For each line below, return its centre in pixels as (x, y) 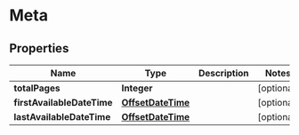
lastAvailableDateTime (62, 117)
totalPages (37, 88)
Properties (39, 48)
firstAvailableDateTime (63, 103)
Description (224, 73)
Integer (137, 88)
